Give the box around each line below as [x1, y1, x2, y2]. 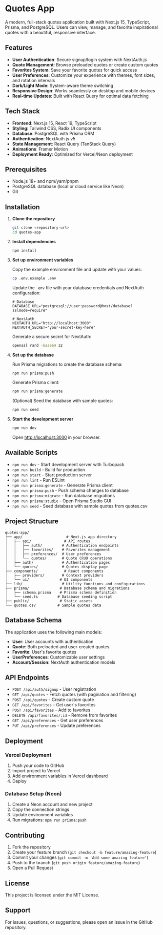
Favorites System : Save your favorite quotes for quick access [12, 67, 137, 73]
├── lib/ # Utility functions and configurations [5, 581, 145, 586]
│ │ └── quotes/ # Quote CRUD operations [5, 555, 112, 561]
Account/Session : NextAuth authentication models [12, 659, 116, 665]
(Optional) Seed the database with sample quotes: [12, 398, 113, 404]
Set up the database [12, 352, 54, 358]
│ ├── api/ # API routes [5, 538, 91, 544]
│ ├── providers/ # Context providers [5, 573, 104, 578]
